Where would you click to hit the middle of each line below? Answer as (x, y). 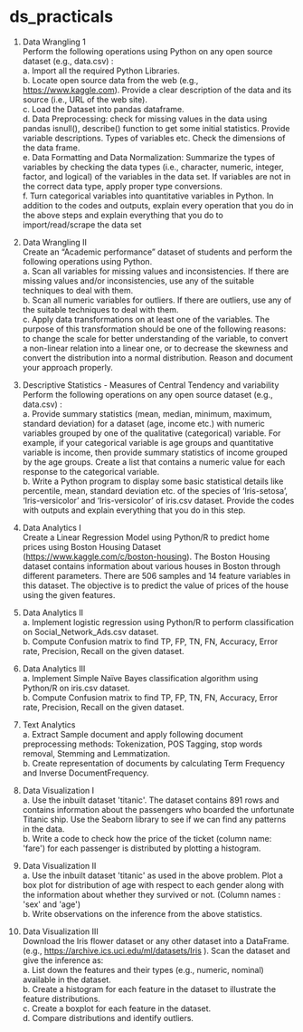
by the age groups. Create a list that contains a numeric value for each (154, 462)
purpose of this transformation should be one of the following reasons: (154, 329)
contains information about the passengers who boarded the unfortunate (158, 809)
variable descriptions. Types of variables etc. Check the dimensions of (154, 138)
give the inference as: (63, 960)
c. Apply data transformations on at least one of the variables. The (146, 319)
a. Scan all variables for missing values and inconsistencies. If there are (156, 271)
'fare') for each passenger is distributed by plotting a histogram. (142, 848)
